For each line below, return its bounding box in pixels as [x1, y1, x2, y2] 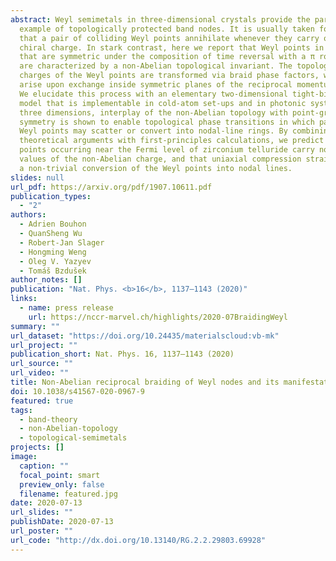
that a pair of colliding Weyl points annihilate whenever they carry [19, 33, 320, 43]
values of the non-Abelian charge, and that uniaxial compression [19, 154, 302, 164]
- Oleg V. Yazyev [19, 256, 92, 266]
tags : [10, 405, 33, 415]
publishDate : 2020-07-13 [10, 517, 114, 527]
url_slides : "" [10, 507, 74, 518]
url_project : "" [10, 340, 78, 350]
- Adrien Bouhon [19, 219, 87, 230]
